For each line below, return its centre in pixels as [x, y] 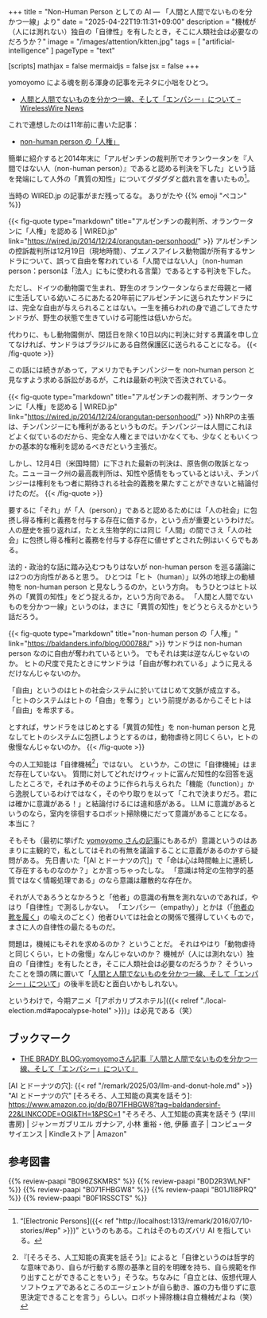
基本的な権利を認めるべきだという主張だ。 [91, 446]
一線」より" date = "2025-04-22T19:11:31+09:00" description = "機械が [139, 21]
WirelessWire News [52, 108]
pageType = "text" [85, 51]
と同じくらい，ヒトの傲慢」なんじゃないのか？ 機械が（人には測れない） [128, 954]
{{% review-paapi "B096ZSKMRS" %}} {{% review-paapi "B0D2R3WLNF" [130, 1181]
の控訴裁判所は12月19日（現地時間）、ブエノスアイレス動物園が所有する [125, 251]
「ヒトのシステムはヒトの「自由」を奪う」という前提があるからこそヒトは [130, 700]
